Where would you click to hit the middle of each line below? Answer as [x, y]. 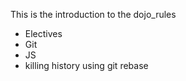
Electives [43, 33]
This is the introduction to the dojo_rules [93, 14]
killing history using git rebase [86, 65]
